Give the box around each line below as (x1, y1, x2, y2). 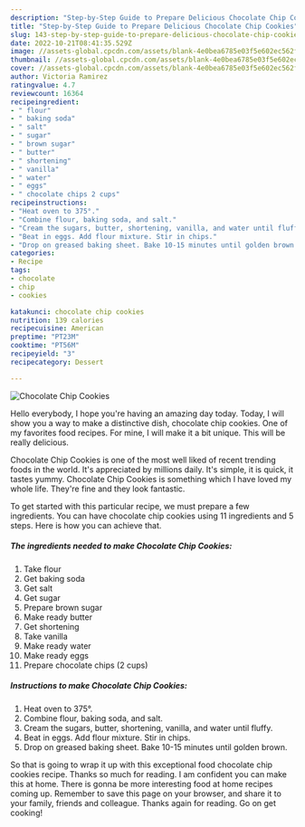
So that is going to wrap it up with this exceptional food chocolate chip (10, 759, 273, 770)
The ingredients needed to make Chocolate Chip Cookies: (10, 540, 233, 552)
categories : (10, 249, 55, 258)
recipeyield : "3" (10, 349, 76, 358)
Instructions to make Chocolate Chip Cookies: (10, 680, 188, 691)
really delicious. (10, 436, 69, 448)
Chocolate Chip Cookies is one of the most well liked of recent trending (10, 454, 277, 465)
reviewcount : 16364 (10, 89, 84, 98)
